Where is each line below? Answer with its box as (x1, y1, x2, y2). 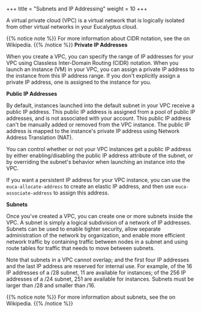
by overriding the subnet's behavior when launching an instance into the (6, 158, 185, 165)
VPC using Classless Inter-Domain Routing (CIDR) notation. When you (6, 60, 179, 66)
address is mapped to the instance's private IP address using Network (6, 128, 180, 134)
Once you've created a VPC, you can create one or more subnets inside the (6, 213, 193, 219)
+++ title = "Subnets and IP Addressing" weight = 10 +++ (6, 5, 148, 12)
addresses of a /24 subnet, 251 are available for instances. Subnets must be (6, 275, 194, 282)
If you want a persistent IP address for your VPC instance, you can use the (6, 176, 190, 183)
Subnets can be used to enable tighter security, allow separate (6, 225, 161, 232)
